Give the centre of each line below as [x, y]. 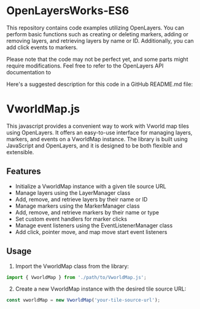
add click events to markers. [42, 47]
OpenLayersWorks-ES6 [68, 11]
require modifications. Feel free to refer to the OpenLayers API [85, 66]
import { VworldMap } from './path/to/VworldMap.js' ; [77, 277]
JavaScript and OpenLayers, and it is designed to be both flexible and [94, 146]
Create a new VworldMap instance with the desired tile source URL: [101, 289]
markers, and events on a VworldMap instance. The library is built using [97, 139]
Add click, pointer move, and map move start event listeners [91, 232]
